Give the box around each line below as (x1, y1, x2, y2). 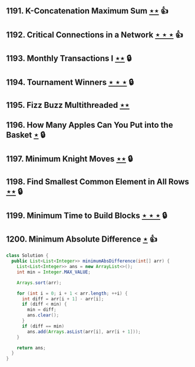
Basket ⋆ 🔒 (6, 130, 46, 140)
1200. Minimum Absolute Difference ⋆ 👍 (6, 234, 158, 244)
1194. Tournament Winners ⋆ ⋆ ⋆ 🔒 (6, 77, 134, 87)
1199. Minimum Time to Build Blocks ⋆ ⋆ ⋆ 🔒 (6, 210, 167, 220)
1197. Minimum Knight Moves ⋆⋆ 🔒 (6, 154, 133, 164)
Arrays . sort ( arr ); (16, 280, 62, 286)
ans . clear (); (27, 312, 60, 318)
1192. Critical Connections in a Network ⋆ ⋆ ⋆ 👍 (6, 29, 184, 39)
